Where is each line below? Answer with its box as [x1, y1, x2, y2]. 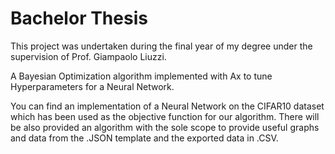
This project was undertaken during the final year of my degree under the [10, 40, 313, 52]
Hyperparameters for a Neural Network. [10, 80, 175, 92]
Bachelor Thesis [10, 7, 148, 30]
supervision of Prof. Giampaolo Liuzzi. [10, 50, 167, 62]
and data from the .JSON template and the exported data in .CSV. [10, 132, 279, 144]
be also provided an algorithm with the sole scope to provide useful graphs [10, 121, 320, 133]
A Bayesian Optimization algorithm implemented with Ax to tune [10, 70, 273, 82]
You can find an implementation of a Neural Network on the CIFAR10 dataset [10, 100, 325, 112]
